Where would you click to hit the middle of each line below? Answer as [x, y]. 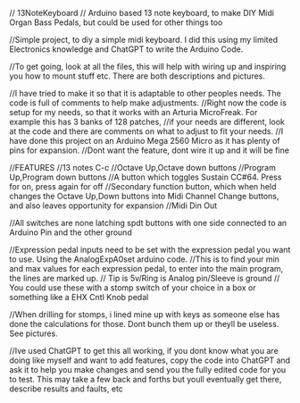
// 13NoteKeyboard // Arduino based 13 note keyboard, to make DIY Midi [142, 13]
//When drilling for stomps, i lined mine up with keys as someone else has [145, 315]
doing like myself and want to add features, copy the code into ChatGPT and [150, 360]
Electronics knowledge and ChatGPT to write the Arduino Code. [126, 49]
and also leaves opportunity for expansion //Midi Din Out [113, 206]
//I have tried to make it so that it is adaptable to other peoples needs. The [145, 93]
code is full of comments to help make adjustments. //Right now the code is [148, 103]
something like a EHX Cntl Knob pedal [79, 297]
